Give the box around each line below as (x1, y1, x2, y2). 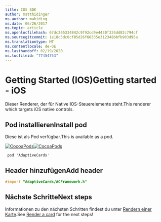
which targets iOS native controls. (5, 107, 74, 112)
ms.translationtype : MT (5, 39, 54, 44)
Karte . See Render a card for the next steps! (5, 211, 94, 217)
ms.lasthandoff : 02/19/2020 (5, 48, 63, 53)
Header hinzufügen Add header (5, 166, 103, 175)
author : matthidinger (5, 12, 50, 17)
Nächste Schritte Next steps (5, 193, 92, 201)
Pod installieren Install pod (5, 120, 87, 129)
